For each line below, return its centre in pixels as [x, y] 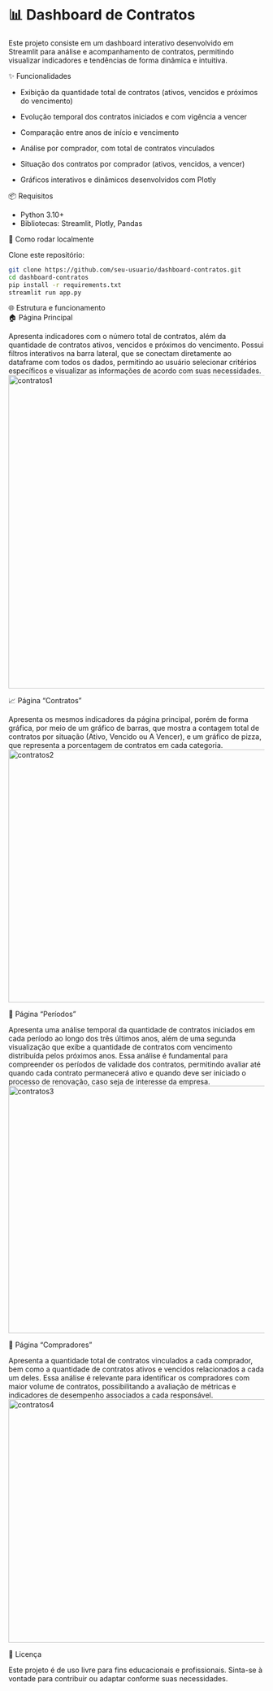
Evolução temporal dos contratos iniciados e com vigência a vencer [134, 116]
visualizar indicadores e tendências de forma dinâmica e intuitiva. [118, 60]
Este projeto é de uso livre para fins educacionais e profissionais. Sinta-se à [135, 1670]
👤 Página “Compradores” [50, 1345]
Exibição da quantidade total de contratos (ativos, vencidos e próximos [139, 92]
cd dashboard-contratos [49, 277]
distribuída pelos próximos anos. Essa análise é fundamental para [118, 1056]
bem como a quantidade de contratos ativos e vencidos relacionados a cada [136, 1369]
